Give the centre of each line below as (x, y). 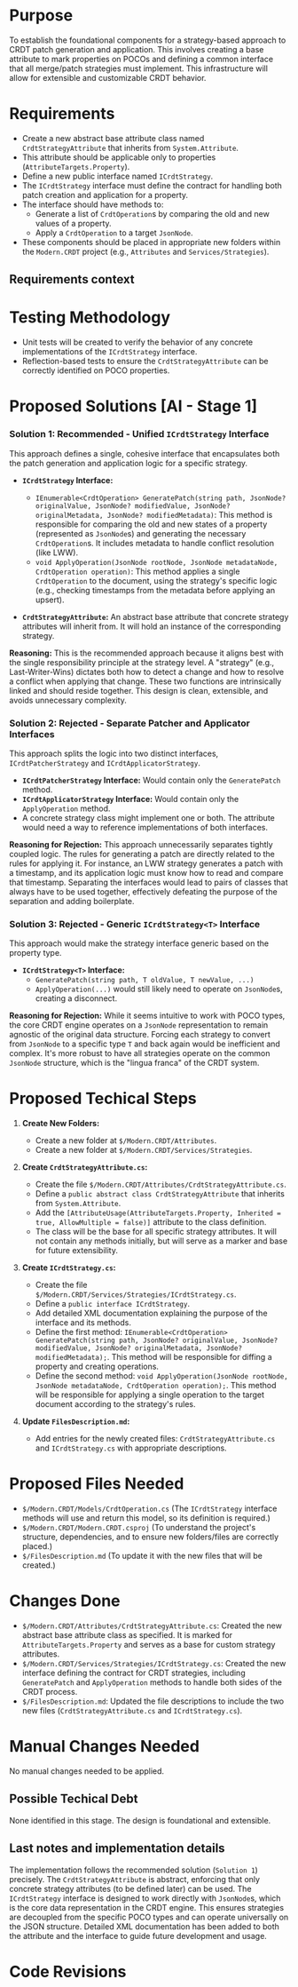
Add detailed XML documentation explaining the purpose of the (151, 1313)
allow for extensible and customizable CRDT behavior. (108, 77)
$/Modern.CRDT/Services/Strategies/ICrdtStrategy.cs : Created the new (154, 1664)
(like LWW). (56, 552)
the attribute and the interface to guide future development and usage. (138, 1935)
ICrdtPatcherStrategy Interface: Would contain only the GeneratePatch (151, 780)
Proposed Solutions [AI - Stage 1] (133, 406)
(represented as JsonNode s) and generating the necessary (141, 533)
